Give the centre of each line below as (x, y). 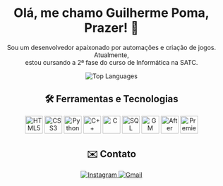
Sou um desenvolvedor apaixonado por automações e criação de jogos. (111, 47)
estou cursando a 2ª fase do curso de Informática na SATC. (111, 62)
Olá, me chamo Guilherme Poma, (111, 13)
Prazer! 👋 (111, 28)
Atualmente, (111, 55)
